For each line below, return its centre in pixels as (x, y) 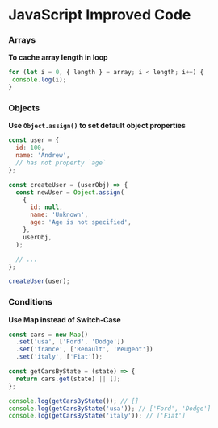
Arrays (22, 40)
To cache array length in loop (58, 57)
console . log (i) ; (39, 80)
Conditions (30, 302)
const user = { (34, 140)
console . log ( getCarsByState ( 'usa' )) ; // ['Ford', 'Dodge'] (110, 409)
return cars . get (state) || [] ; (68, 379)
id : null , (46, 207)
